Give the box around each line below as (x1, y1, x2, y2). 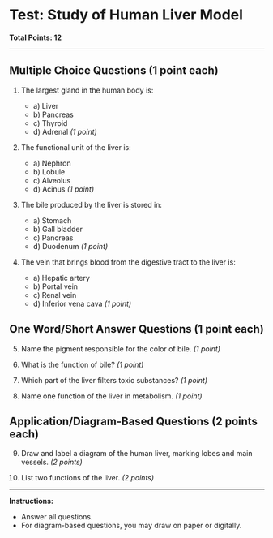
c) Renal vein (32, 290, 77, 299)
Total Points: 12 (9, 32, 62, 42)
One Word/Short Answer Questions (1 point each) (9, 322, 264, 336)
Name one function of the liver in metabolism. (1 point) (20, 391, 203, 401)
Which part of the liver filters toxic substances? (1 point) (20, 375, 208, 385)
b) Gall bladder (32, 224, 83, 234)
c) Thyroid (32, 118, 68, 127)
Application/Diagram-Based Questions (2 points (9, 414, 258, 428)
